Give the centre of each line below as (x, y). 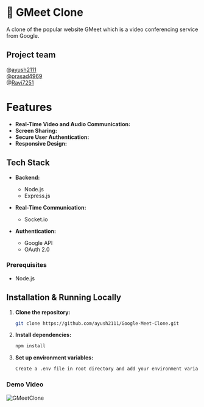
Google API (38, 242)
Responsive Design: (41, 143)
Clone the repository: (43, 312)
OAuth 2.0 (37, 249)
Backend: (27, 177)
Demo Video (25, 384)
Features (29, 107)
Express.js (37, 196)
